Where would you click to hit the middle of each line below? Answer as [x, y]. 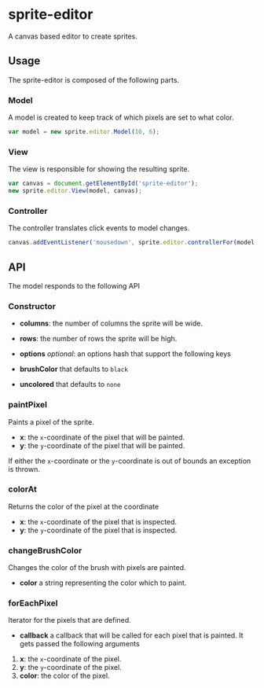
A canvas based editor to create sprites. [73, 36]
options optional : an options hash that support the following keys [125, 354]
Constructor [32, 306]
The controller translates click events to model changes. [99, 228]
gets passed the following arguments [79, 644]
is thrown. [24, 469]
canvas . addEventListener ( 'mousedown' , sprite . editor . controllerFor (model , [133, 243]
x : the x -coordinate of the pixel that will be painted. [102, 437]
